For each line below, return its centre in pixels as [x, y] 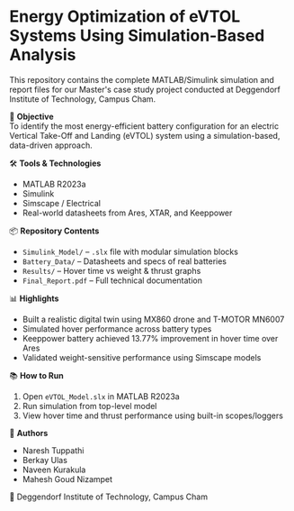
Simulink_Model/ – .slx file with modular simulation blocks [130, 251]
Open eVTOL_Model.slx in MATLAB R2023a [101, 396]
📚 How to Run [37, 375]
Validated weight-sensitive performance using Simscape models [142, 357]
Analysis [43, 55]
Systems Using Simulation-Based [137, 36]
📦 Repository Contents [54, 231]
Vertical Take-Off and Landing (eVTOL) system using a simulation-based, [145, 135]
